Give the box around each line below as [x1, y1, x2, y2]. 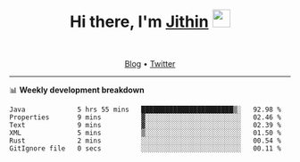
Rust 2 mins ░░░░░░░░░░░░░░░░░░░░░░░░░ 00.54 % [9, 136, 281, 145]
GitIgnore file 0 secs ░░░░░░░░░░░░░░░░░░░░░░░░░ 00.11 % [9, 143, 281, 153]
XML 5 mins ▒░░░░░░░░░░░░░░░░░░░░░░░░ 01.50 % [9, 128, 281, 137]
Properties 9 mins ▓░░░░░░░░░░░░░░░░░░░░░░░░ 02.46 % [9, 112, 281, 122]
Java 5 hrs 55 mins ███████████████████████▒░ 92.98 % [9, 105, 281, 114]
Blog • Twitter [124, 58, 176, 69]
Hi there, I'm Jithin [70, 12, 209, 32]
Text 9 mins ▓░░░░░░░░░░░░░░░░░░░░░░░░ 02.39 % [9, 120, 281, 129]
